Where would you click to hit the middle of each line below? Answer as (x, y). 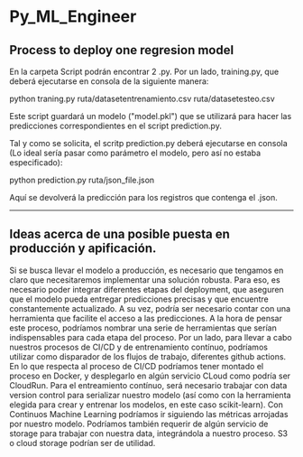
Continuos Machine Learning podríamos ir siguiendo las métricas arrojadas (149, 414)
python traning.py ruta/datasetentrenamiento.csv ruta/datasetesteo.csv (142, 98)
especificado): (36, 163)
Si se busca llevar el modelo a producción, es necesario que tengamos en (147, 270)
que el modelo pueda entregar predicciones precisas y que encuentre (139, 299)
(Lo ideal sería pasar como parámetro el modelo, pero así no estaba (135, 153)
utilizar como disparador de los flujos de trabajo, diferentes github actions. (148, 356)
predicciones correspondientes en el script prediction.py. (116, 126)
